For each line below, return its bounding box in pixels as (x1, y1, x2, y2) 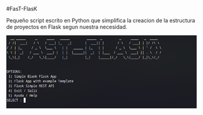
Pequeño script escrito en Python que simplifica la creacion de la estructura (6, 17, 195, 24)
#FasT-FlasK (6, 5, 37, 12)
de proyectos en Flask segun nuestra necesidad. (6, 24, 128, 30)
